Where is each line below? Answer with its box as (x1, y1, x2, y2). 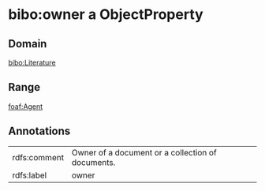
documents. (71, 156, 116, 167)
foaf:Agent (8, 101, 43, 111)
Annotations (8, 125, 71, 138)
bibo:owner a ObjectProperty (8, 6, 203, 24)
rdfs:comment (12, 152, 65, 163)
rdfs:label (12, 170, 47, 181)
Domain (8, 37, 47, 51)
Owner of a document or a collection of (71, 147, 217, 158)
